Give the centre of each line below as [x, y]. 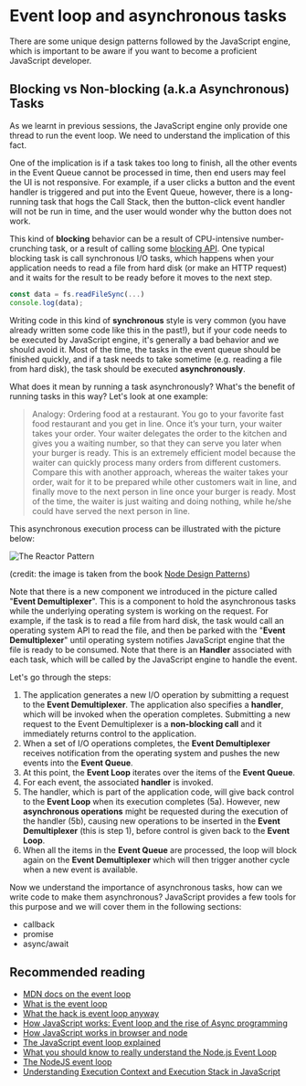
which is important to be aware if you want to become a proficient [133, 50]
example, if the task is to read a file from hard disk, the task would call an [147, 620]
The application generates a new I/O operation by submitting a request [156, 694]
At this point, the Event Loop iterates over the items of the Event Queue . [158, 772]
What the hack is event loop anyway [91, 1014]
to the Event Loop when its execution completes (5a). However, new [151, 801]
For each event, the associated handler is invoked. [118, 782]
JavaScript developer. [51, 60]
